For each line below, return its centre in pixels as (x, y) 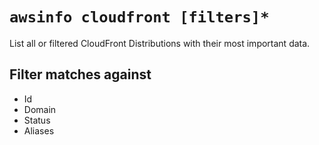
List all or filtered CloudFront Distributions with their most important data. (160, 43)
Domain (40, 109)
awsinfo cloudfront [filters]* (139, 17)
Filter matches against (80, 74)
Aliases (39, 130)
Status (37, 120)
